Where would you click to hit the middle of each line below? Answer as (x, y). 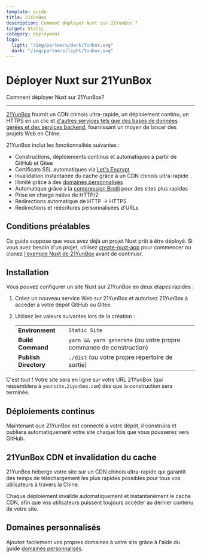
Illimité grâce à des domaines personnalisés (69, 182)
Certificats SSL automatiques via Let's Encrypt (72, 169)
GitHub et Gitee (34, 163)
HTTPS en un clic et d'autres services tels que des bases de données (92, 120)
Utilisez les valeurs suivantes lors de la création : (75, 316)
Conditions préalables (48, 226)
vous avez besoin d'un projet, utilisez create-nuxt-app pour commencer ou (99, 247)
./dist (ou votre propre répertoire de (121, 357)
